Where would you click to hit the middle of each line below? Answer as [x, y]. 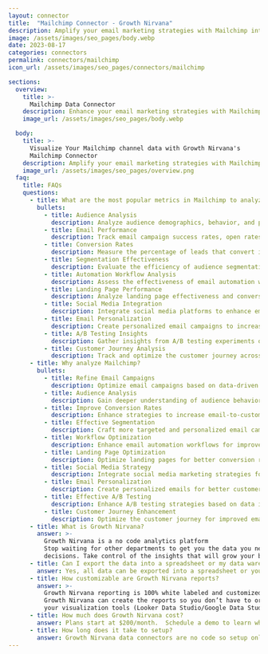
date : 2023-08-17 [37, 45]
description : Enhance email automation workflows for [142, 445]
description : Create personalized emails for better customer [156, 490]
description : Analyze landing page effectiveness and [142, 297]
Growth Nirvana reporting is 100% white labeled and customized [153, 593]
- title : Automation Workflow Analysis [110, 274]
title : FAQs [42, 185]
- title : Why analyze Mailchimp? [85, 364]
